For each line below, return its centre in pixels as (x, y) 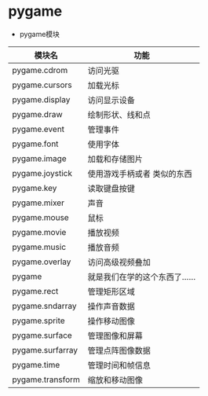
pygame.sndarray (44, 306)
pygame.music (39, 247)
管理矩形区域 (111, 291)
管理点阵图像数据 (119, 350)
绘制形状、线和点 (119, 115)
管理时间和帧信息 (119, 365)
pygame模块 (40, 34)
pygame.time (36, 365)
